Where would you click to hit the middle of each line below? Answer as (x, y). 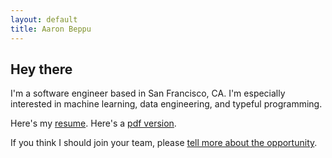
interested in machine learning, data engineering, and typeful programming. (166, 104)
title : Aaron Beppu (51, 29)
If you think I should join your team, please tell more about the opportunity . (164, 143)
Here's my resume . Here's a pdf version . (93, 123)
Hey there (41, 69)
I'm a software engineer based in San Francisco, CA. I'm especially (148, 93)
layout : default (44, 19)
